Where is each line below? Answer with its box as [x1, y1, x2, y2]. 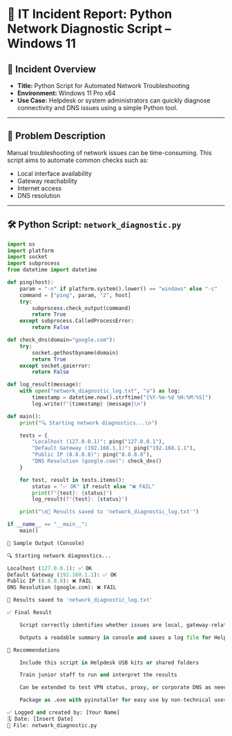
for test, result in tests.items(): [19, 476, 126, 483]
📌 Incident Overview [7, 63, 97, 75]
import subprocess [7, 260, 60, 267]
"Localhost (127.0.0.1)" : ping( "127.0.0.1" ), [32, 438, 166, 445]
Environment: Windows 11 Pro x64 [17, 89, 116, 97]
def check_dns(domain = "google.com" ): [7, 336, 116, 343]
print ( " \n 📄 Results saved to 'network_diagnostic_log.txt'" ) [19, 508, 199, 515]
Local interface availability [17, 169, 92, 177]
